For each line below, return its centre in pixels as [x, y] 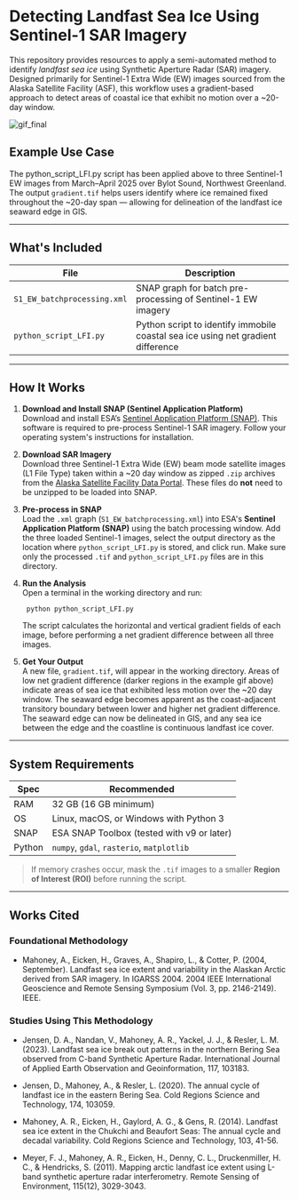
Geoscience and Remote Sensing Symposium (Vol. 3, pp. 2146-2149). [149, 988]
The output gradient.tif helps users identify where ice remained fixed [139, 192]
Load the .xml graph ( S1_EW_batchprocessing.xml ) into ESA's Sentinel [149, 519]
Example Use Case [62, 152]
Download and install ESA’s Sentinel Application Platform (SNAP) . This [149, 419]
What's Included [56, 248]
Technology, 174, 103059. [68, 1105]
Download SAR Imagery [67, 454]
